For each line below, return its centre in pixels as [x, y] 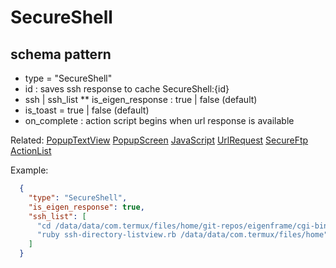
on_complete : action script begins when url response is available [159, 120]
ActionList [31, 150]
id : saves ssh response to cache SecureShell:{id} [127, 89]
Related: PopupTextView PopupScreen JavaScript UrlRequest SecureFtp [159, 140]
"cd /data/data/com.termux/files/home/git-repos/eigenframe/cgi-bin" [184, 226]
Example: [29, 170]
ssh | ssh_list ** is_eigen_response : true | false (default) [141, 99]
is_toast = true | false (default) [87, 110]
